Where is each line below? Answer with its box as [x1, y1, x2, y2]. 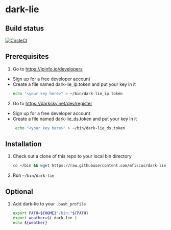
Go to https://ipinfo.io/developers [12, 65, 83, 72]
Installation [5, 140, 42, 148]
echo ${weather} [12, 220, 47, 225]
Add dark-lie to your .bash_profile [12, 201, 86, 207]
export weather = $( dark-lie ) [12, 215, 78, 220]
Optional [5, 187, 33, 196]
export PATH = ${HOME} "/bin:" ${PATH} [12, 211, 89, 216]
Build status [5, 24, 44, 33]
